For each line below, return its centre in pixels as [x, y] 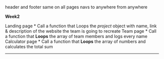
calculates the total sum [29, 47]
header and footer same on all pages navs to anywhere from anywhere [76, 7]
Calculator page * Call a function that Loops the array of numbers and [75, 41]
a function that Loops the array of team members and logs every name [76, 36]
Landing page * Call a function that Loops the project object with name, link [81, 26]
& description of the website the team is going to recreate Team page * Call [81, 31]
